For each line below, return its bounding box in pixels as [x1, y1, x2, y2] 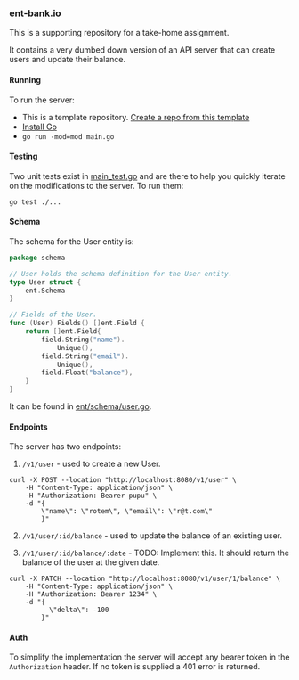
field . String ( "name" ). [41, 335, 125, 344]
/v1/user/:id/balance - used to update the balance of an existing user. [21, 530, 283, 541]
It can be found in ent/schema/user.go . [9, 401, 152, 412]
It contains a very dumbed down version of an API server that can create [9, 45, 276, 55]
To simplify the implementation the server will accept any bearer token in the [9, 651, 290, 662]
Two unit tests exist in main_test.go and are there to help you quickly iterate [9, 170, 287, 181]
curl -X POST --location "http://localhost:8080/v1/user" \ [9, 476, 238, 485]
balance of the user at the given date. [21, 557, 160, 568]
